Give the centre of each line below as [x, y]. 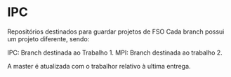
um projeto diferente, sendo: [48, 38]
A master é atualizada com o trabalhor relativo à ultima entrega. [99, 66]
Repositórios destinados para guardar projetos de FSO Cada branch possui [116, 31]
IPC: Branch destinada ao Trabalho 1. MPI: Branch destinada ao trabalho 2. [115, 52]
